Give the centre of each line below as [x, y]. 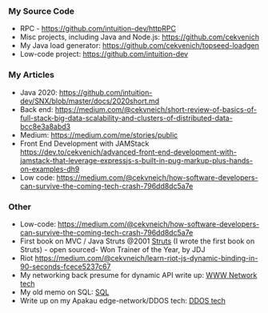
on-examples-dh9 [50, 169]
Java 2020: [38, 92]
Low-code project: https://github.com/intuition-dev [104, 54]
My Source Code [41, 11]
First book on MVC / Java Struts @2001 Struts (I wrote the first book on [137, 241]
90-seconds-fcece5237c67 [65, 267]
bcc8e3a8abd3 [45, 126]
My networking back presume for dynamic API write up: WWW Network [138, 275]
